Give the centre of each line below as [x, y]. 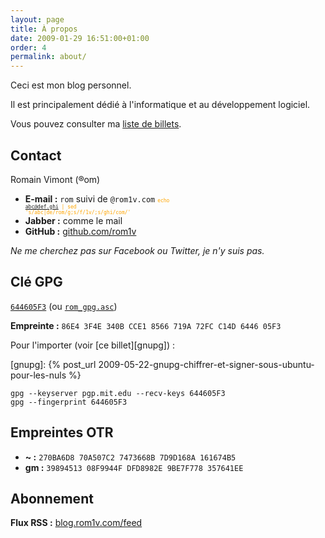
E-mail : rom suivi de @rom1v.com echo [97, 198]
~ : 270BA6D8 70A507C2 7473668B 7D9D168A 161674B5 [130, 457]
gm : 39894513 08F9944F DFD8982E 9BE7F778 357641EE [134, 467]
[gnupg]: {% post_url [53, 364]
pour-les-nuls [38, 375]
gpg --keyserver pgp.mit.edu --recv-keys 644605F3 [118, 393]
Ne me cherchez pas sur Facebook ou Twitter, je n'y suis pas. [137, 250]
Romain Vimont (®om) [55, 179]
